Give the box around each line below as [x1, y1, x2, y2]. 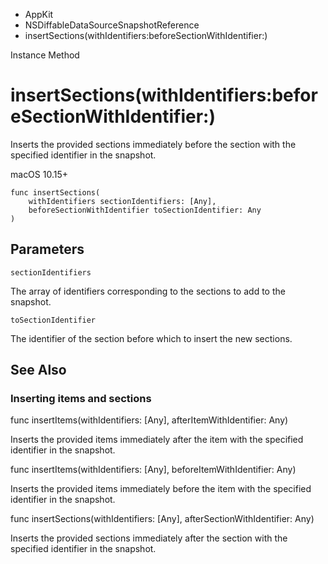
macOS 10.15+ [10, 168, 69, 180]
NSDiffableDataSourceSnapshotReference [24, 19, 200, 31]
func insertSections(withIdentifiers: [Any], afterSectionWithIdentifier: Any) [10, 513, 315, 525]
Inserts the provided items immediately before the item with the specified [10, 483, 312, 495]
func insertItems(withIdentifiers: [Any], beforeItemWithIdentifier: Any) [10, 464, 297, 476]
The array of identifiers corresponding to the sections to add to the [10, 285, 286, 297]
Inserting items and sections [10, 392, 152, 406]
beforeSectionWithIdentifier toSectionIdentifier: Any [28, 205, 262, 215]
